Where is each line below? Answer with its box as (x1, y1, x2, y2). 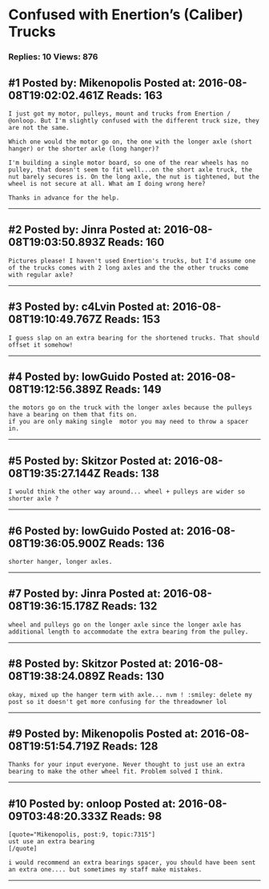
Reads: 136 (108, 537, 165, 550)
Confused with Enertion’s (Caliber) (8, 6, 244, 24)
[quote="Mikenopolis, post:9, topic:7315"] (8, 831, 156, 839)
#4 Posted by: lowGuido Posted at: (8, 370, 185, 384)
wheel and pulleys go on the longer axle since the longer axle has (8, 621, 242, 629)
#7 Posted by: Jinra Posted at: (8, 587, 162, 601)
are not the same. (8, 123, 70, 131)
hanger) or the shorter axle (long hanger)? (8, 144, 159, 153)
